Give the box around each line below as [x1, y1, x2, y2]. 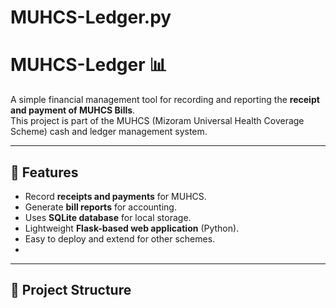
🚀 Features [10, 164, 79, 181]
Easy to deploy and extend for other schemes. [24, 232, 216, 245]
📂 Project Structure [10, 282, 132, 299]
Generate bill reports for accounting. [24, 201, 177, 213]
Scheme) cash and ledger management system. [10, 126, 208, 138]
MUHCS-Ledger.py [10, 6, 172, 29]
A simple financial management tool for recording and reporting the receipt [10, 94, 320, 106]
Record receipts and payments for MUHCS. [24, 190, 207, 202]
